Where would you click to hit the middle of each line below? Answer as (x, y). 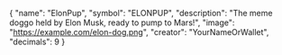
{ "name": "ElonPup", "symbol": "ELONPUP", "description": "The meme (141, 13)
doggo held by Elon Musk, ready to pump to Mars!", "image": (122, 23)
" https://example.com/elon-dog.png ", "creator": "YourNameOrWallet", (139, 32)
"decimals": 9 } (37, 41)
